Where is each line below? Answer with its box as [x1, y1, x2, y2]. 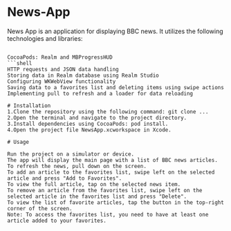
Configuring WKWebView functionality [7, 77, 116, 85]
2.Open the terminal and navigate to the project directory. [7, 114, 187, 121]
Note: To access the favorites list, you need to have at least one [7, 211, 209, 218]
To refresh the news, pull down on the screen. [7, 163, 147, 169]
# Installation [7, 102, 51, 109]
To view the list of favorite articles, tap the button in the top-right [7, 198, 225, 206]
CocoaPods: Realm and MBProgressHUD [7, 53, 113, 61]
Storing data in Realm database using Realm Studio [7, 72, 159, 79]
